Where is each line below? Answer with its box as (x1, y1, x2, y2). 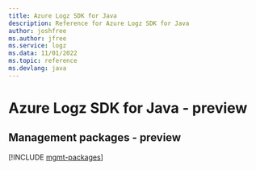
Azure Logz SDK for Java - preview (8, 98, 248, 117)
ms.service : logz (8, 42, 67, 50)
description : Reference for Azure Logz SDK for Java (8, 19, 190, 27)
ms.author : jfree (8, 34, 67, 43)
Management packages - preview (8, 131, 182, 145)
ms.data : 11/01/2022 (8, 49, 78, 57)
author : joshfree (8, 27, 67, 35)
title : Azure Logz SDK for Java (8, 11, 117, 20)
